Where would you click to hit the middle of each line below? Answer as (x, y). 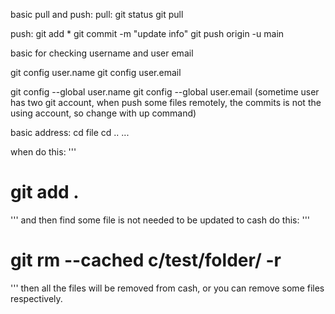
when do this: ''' (43, 152)
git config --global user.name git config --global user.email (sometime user (165, 92)
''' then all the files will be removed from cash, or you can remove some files (167, 288)
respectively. (36, 298)
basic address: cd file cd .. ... (70, 132)
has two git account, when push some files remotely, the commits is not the (166, 102)
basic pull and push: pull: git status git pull (97, 14)
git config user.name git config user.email (96, 72)
